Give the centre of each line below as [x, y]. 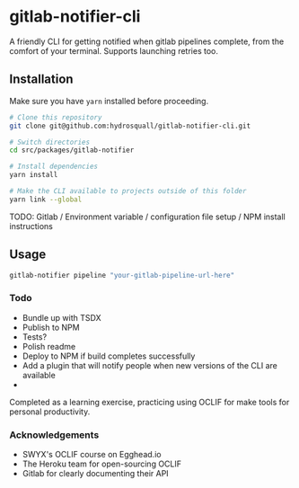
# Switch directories [50, 142]
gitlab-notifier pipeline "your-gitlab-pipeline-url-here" [122, 275]
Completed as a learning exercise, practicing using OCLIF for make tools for [149, 402]
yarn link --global [46, 200]
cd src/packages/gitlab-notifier [72, 150]
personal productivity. [50, 412]
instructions [31, 226]
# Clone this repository [56, 117]
